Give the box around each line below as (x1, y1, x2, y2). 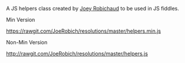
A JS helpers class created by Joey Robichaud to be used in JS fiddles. (6, 5, 180, 12)
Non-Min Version (6, 39, 48, 45)
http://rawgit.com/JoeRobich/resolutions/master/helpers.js (6, 50, 148, 57)
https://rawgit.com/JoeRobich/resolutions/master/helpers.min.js (6, 27, 161, 34)
